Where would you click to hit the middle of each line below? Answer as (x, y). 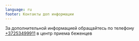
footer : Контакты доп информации (40, 14)
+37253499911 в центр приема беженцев (49, 33)
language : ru (19, 10)
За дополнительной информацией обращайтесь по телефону (70, 28)
